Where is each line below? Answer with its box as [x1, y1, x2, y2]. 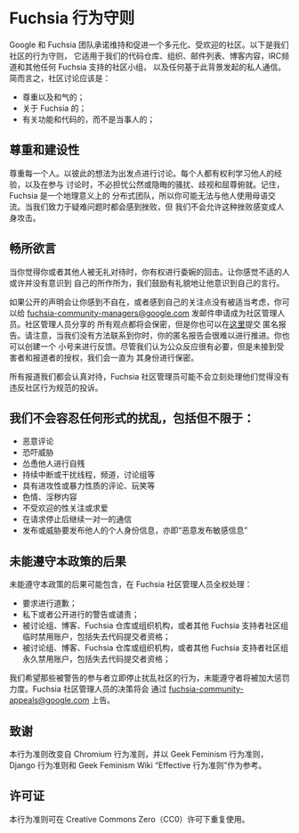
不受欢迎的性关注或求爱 [21, 502, 109, 513]
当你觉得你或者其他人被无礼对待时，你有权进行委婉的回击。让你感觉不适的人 [9, 266, 290, 277]
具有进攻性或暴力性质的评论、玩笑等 [21, 480, 156, 491]
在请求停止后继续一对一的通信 [21, 514, 132, 525]
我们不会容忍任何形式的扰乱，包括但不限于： [9, 411, 255, 426]
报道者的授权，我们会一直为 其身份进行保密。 [32, 352, 198, 363]
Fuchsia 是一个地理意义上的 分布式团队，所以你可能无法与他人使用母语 [9, 190, 269, 200]
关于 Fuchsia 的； [21, 102, 87, 113]
